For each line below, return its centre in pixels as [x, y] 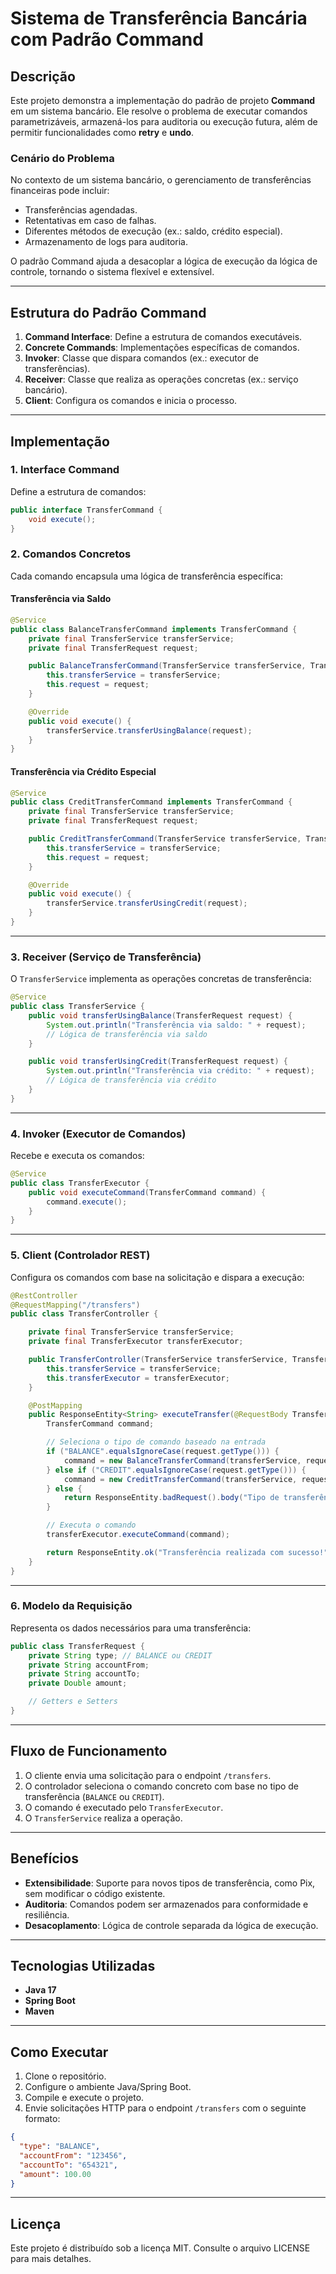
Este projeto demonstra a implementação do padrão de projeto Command [163, 100]
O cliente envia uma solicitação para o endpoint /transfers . [148, 1775]
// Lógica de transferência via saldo [127, 1034]
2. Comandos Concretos [71, 554]
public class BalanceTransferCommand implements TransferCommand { [154, 629]
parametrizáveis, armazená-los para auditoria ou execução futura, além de [164, 121]
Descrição [43, 76]
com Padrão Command [107, 39]
